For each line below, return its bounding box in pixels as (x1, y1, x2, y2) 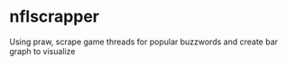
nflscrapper (9, 6, 99, 27)
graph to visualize (9, 45, 76, 56)
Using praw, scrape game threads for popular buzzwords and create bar (9, 36, 278, 47)
